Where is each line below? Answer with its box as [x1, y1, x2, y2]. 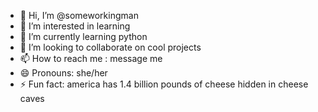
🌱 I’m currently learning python [19, 31, 148, 42]
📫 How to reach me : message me [19, 53, 163, 64]
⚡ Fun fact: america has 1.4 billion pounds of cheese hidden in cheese [19, 78, 309, 90]
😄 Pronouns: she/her [19, 67, 108, 79]
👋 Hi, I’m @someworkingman [19, 10, 139, 21]
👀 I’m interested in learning [19, 20, 131, 32]
